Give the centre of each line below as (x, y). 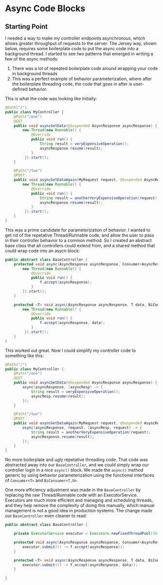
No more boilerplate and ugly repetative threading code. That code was (76, 460)
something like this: (24, 355)
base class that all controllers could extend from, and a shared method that (80, 245)
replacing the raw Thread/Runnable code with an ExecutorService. (72, 495)
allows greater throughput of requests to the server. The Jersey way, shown (81, 43)
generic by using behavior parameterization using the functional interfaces (80, 475)
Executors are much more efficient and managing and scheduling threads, (79, 500)
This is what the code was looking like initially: (51, 99)
